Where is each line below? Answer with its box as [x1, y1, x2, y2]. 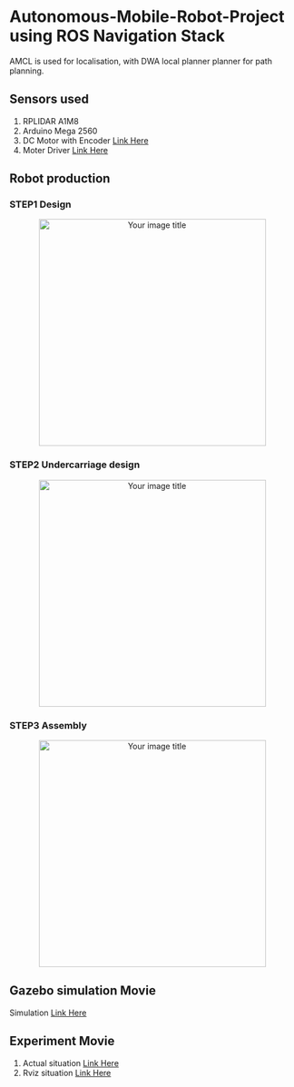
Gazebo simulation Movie [9, 983, 156, 999]
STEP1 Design [9, 198, 72, 211]
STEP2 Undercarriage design [9, 458, 141, 471]
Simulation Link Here [9, 1007, 87, 1018]
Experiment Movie [9, 1033, 115, 1049]
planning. [9, 65, 44, 76]
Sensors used [9, 92, 89, 107]
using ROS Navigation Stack [9, 25, 225, 46]
